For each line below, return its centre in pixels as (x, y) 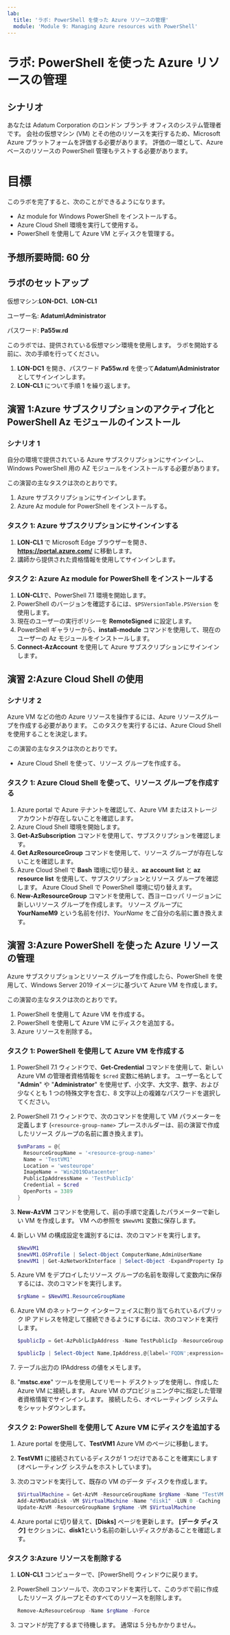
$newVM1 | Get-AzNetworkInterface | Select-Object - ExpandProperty (116, 1261)
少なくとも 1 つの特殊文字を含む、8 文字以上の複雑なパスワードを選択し (119, 1093)
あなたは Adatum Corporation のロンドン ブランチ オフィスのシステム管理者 (114, 125)
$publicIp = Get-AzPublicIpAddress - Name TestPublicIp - (100, 1341)
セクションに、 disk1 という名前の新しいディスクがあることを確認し (122, 1530)
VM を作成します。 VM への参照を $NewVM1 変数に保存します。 (112, 1220)
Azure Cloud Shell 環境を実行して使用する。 (79, 225)
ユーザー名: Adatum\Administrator (57, 316)
